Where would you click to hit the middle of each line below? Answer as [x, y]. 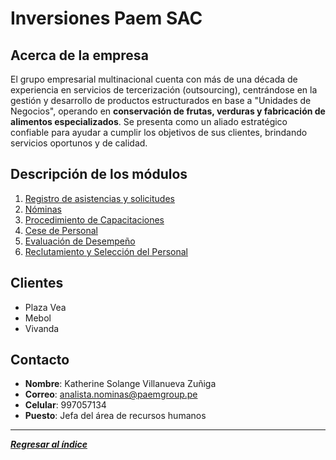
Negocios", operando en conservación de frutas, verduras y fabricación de [168, 111]
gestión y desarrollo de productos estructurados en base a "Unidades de [161, 100]
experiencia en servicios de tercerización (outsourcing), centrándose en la [164, 90]
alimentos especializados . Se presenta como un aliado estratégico [149, 121]
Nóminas [43, 209]
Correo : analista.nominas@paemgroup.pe [111, 394]
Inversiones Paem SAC [106, 18]
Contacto [40, 360]
